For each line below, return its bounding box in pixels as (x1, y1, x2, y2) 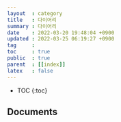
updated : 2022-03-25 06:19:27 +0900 (7, 36, 115, 42)
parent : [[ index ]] (7, 61, 66, 68)
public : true (7, 55, 51, 62)
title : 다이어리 (7, 16, 57, 23)
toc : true (7, 49, 51, 56)
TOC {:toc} (16, 86, 48, 95)
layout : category (7, 10, 63, 17)
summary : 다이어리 (7, 23, 57, 29)
